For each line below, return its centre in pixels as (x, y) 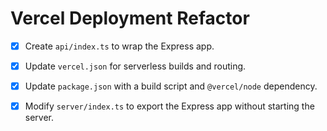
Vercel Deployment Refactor (130, 18)
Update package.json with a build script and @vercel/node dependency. (171, 86)
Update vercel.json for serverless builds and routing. (135, 66)
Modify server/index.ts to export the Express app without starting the (169, 106)
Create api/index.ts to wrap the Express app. (119, 46)
